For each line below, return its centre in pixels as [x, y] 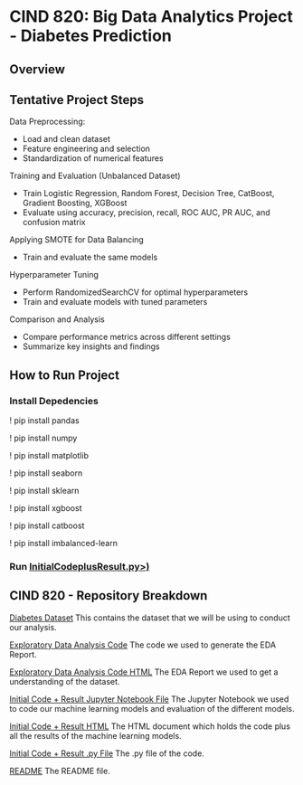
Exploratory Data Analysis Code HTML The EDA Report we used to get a [144, 672]
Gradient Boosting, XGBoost [75, 203]
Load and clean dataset [66, 139]
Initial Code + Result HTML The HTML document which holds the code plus [150, 726]
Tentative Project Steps [77, 100]
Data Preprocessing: [47, 122]
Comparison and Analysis [57, 319]
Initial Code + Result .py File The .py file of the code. [107, 753]
